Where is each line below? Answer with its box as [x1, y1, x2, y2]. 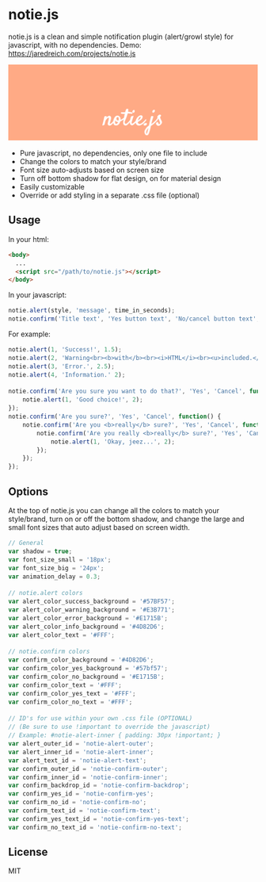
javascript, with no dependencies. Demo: [8, 40, 142, 49]
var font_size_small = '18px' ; [8, 555, 112, 564]
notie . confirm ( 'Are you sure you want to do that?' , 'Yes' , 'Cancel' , [8, 387, 246, 396]
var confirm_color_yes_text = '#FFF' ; [8, 689, 136, 697]
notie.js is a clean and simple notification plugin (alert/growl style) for [8, 32, 234, 41]
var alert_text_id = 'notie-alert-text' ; [8, 756, 147, 765]
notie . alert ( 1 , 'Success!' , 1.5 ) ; [8, 346, 123, 354]
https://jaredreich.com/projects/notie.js [8, 48, 136, 58]
